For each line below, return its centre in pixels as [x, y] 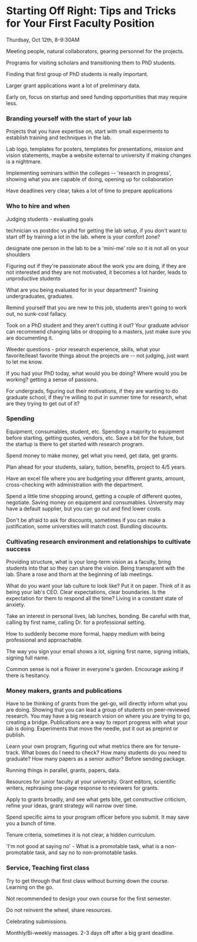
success [19, 549]
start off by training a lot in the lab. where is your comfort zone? [83, 237]
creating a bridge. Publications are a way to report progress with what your [97, 722]
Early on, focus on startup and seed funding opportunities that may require [97, 97]
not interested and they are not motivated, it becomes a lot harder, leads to [96, 272]
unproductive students [34, 278]
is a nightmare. [24, 162]
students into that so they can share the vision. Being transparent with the [96, 568]
